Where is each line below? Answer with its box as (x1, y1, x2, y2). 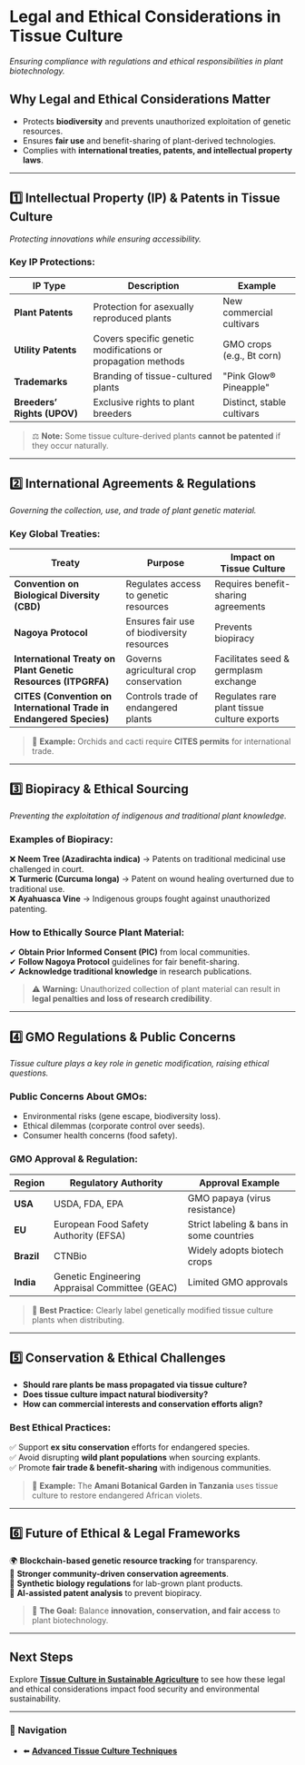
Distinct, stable (222, 395, 287, 408)
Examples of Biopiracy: (9, 833, 113, 846)
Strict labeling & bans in (187, 1217, 289, 1230)
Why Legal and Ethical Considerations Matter (9, 92, 271, 107)
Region (14, 1176, 45, 1189)
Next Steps (9, 1650, 74, 1665)
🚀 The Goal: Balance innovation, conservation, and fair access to (31, 1605, 281, 1616)
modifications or (93, 343, 163, 356)
